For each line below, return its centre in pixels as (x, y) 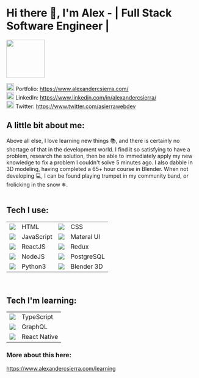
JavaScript (37, 236)
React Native (40, 337)
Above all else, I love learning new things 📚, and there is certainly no (93, 140)
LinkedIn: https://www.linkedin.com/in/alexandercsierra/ (86, 97)
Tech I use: (27, 210)
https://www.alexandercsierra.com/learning (61, 368)
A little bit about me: (45, 125)
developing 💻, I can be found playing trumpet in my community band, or (98, 176)
